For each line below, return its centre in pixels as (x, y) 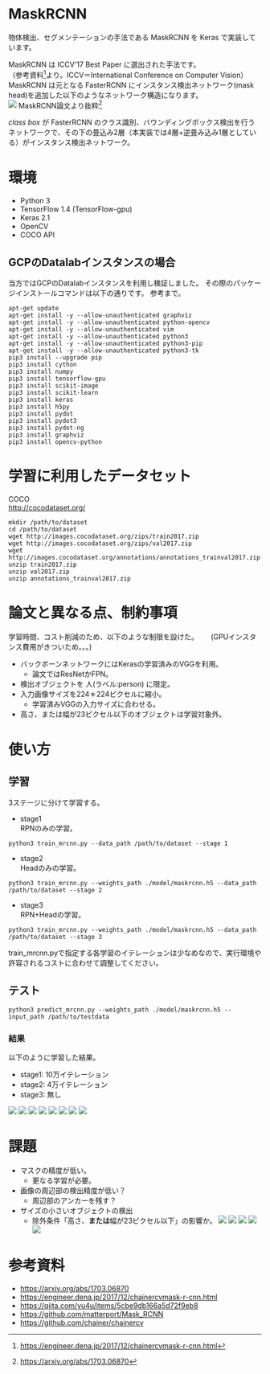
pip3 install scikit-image (53, 386)
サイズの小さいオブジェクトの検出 (76, 1210)
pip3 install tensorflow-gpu (57, 379)
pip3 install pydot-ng (46, 428)
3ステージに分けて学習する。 (56, 802)
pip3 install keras (41, 400)
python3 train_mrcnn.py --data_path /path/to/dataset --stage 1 (118, 843)
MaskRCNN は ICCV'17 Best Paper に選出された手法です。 (104, 64)
